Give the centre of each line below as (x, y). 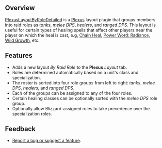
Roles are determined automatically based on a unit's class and (75, 72)
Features (19, 56)
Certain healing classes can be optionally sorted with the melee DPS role (85, 98)
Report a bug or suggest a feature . (47, 141)
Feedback (20, 129)
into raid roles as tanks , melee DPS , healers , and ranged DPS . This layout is (81, 25)
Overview (20, 8)
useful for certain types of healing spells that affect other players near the (79, 30)
